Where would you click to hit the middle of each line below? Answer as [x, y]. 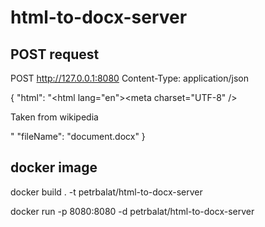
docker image [54, 167]
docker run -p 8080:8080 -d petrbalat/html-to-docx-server [132, 211]
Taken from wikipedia [54, 117]
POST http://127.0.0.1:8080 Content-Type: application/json [130, 78]
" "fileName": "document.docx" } [78, 136]
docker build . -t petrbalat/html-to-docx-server [106, 192]
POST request [55, 54]
